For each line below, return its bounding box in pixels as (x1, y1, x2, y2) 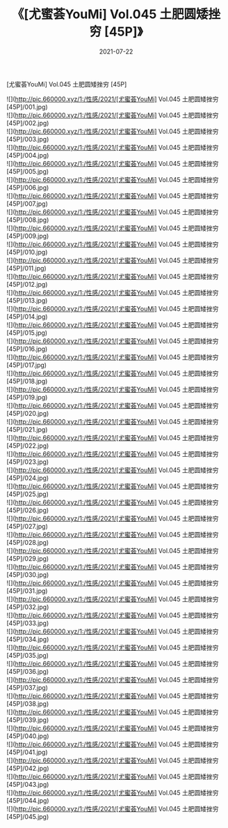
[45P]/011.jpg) (6, 264, 47, 272)
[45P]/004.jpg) (6, 151, 49, 159)
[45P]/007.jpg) (6, 200, 48, 208)
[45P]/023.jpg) (6, 458, 49, 466)
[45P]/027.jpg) (6, 522, 48, 530)
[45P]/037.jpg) (6, 683, 48, 691)
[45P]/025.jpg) (6, 490, 49, 498)
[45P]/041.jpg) (6, 748, 48, 756)
